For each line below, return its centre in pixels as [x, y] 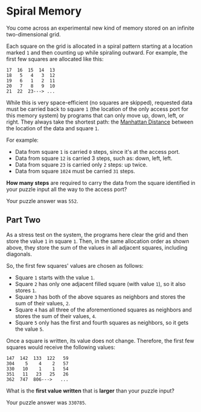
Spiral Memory [44, 11]
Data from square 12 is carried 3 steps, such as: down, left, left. [94, 158]
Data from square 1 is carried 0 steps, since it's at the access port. [97, 151]
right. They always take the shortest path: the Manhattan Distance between [100, 122]
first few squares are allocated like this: [55, 59]
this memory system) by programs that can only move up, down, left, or [95, 115]
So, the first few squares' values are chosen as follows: [75, 265]
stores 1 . [26, 290]
